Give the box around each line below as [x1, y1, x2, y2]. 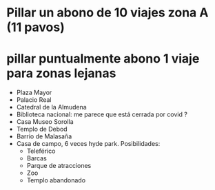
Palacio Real [16, 96, 52, 104]
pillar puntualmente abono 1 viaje [6, 51, 200, 67]
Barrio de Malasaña [16, 132, 72, 140]
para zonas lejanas [6, 65, 116, 81]
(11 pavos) [6, 19, 65, 35]
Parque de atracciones [26, 162, 92, 170]
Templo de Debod [16, 125, 68, 134]
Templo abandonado [26, 176, 86, 184]
